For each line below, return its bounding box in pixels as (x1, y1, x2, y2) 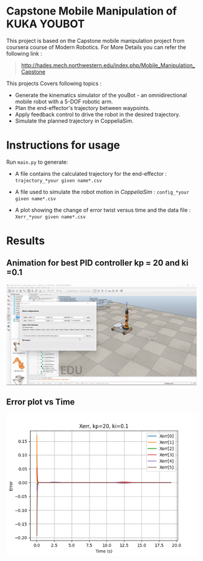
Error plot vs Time (6, 397, 76, 407)
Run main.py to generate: (6, 158, 68, 166)
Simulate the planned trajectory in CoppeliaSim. (14, 117, 134, 125)
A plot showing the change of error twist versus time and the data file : (14, 206, 192, 213)
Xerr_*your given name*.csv (14, 213, 86, 220)
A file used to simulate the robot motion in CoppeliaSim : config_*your (14, 188, 190, 195)
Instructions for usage (6, 138, 120, 152)
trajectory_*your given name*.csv (14, 177, 102, 184)
